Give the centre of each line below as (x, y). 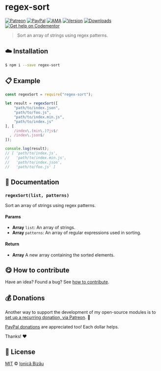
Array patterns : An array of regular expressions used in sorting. (77, 233)
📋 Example (23, 81)
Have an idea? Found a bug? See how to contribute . (57, 282)
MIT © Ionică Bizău (24, 364)
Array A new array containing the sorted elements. (63, 255)
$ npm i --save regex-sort (33, 65)
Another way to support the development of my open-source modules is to (80, 312)
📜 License (20, 352)
